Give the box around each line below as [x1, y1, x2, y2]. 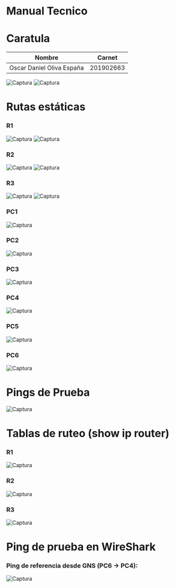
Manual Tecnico [6, 4, 88, 18]
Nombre [34, 54, 59, 62]
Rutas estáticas [6, 100, 86, 114]
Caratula [6, 32, 50, 46]
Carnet [97, 54, 118, 62]
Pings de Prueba [6, 386, 90, 399]
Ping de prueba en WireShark [6, 540, 156, 554]
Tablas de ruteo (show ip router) [6, 427, 170, 440]
